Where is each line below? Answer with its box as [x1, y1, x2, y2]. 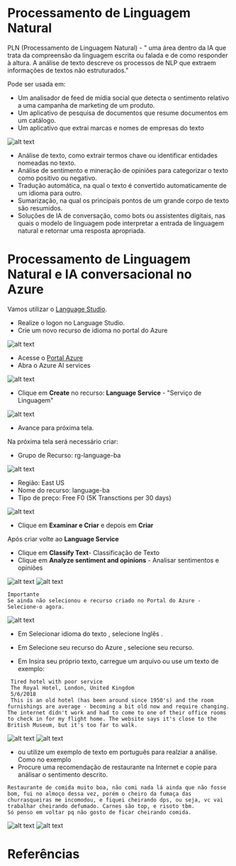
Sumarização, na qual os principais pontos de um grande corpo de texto [17, 196, 229, 205]
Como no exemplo [17, 755, 72, 763]
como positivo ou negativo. [17, 174, 97, 182]
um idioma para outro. [17, 189, 83, 197]
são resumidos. [17, 203, 63, 212]
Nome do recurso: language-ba [17, 485, 110, 494]
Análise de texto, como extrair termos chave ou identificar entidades [17, 151, 218, 159]
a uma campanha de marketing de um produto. [17, 101, 155, 109]
